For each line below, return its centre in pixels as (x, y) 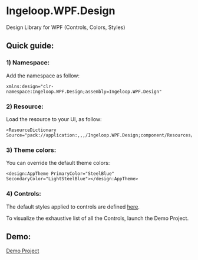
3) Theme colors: (31, 150)
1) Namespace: (28, 63)
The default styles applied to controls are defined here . (73, 207)
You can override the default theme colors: (58, 163)
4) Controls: (24, 194)
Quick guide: (30, 46)
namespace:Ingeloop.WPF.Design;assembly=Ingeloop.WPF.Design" (84, 92)
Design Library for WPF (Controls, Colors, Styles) (66, 27)
